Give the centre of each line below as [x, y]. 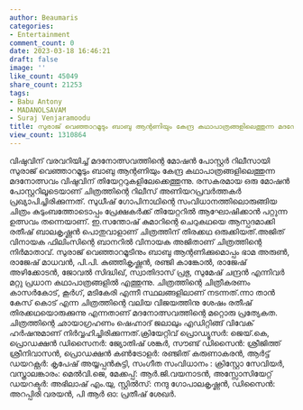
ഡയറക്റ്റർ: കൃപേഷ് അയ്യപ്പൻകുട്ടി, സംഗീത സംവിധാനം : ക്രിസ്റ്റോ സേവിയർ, [147, 363]
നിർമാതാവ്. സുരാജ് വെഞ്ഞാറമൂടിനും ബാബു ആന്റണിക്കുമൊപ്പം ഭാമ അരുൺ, [150, 251]
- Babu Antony [36, 101]
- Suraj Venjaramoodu [50, 118]
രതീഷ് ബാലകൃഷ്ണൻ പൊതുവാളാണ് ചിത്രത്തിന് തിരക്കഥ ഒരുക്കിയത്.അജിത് [147, 232]
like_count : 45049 [44, 77]
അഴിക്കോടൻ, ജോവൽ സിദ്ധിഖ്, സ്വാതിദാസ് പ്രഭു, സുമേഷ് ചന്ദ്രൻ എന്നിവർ [147, 272]
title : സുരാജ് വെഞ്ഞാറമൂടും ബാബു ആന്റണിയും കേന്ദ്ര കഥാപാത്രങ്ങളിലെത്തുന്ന [142, 127]
